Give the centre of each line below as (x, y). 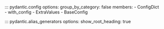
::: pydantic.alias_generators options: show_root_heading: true (68, 22)
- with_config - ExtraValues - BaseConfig (46, 12)
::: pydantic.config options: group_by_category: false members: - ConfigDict (82, 7)
